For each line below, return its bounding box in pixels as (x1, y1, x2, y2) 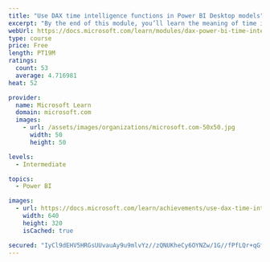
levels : (8, 153, 35, 161)
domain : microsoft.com (15, 108, 92, 117)
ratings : (8, 57, 38, 65)
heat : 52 (8, 79, 38, 87)
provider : (8, 93, 42, 101)
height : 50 (29, 138, 67, 146)
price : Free (8, 42, 48, 50)
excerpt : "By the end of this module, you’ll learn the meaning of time (8, 19, 257, 27)
